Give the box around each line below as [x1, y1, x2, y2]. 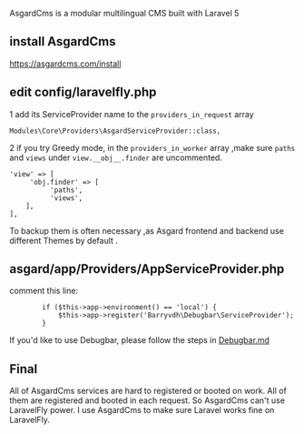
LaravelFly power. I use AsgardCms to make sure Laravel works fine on [9, 405, 275, 416]
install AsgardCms [9, 34, 116, 49]
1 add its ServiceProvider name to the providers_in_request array [9, 108, 254, 119]
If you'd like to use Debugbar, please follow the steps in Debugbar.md [9, 335, 270, 346]
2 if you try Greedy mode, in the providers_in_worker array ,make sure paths [9, 142, 296, 153]
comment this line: [9, 286, 79, 297]
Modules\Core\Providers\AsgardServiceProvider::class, [9, 126, 221, 136]
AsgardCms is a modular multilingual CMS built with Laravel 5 [9, 8, 240, 18]
